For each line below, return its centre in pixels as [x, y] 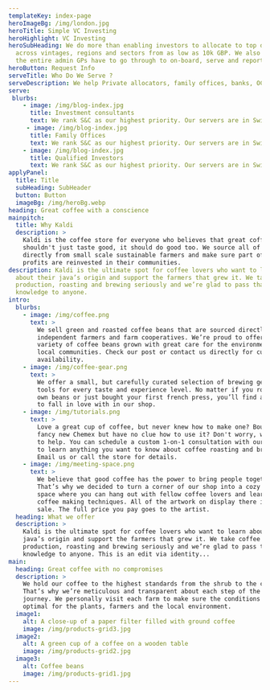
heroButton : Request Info [51, 68]
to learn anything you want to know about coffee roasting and [145, 450]
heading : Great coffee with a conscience [79, 210]
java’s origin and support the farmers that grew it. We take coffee [142, 540]
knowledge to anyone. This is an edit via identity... [117, 554]
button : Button [41, 195]
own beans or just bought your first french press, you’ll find [147, 397]
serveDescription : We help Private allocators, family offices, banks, [131, 83]
